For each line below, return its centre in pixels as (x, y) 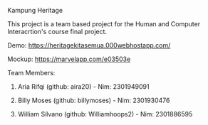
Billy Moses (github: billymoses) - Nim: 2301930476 (94, 100)
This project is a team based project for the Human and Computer (104, 24)
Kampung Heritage (35, 10)
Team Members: (31, 73)
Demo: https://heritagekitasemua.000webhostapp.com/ (89, 45)
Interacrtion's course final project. (57, 32)
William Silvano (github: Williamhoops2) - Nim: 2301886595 (105, 114)
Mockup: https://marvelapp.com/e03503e (69, 59)
